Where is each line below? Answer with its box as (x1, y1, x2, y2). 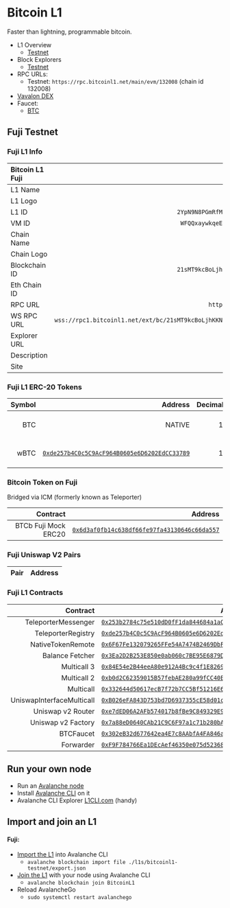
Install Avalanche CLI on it (16, 789, 90, 797)
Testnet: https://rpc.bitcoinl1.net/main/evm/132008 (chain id (27, 77, 204, 85)
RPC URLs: (16, 70, 48, 78)
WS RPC (10, 311, 38, 321)
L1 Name (10, 185, 40, 194)
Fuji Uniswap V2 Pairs (7, 550, 81, 560)
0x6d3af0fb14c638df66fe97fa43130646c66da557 (72, 526, 220, 534)
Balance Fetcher (42, 651, 95, 660)
